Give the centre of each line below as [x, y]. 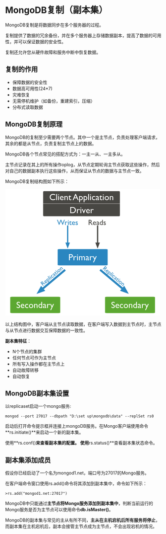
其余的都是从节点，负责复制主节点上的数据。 [51, 143]
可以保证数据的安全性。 [42, 41]
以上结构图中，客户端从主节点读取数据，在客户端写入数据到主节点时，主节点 [83, 324]
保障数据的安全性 [30, 82]
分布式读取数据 [28, 107]
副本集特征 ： [18, 341]
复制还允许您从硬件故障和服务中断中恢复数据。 [53, 52]
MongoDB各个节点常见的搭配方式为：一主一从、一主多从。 [65, 154]
